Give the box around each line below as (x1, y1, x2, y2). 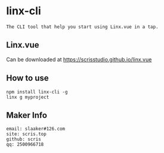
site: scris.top (6, 131, 47, 138)
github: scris (6, 136, 42, 142)
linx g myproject (6, 94, 49, 100)
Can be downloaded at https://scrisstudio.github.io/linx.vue (6, 55, 152, 63)
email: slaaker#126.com (6, 126, 66, 132)
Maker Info (6, 110, 48, 120)
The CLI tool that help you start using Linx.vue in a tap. (6, 24, 159, 30)
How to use (6, 73, 49, 83)
